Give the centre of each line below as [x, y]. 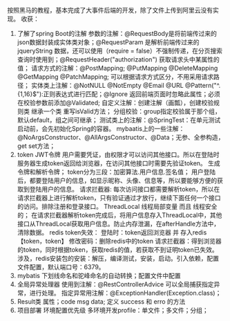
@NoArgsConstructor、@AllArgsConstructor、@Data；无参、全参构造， [121, 137]
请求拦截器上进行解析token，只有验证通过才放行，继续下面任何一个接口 [119, 198]
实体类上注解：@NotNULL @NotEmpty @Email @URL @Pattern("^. [126, 85]
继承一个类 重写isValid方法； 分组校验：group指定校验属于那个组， [126, 111]
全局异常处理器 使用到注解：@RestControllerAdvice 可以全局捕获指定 [115, 284]
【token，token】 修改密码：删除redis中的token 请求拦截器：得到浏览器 [119, 241]
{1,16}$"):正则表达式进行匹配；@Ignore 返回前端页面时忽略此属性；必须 [118, 94]
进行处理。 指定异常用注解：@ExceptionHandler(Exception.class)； [125, 293]
